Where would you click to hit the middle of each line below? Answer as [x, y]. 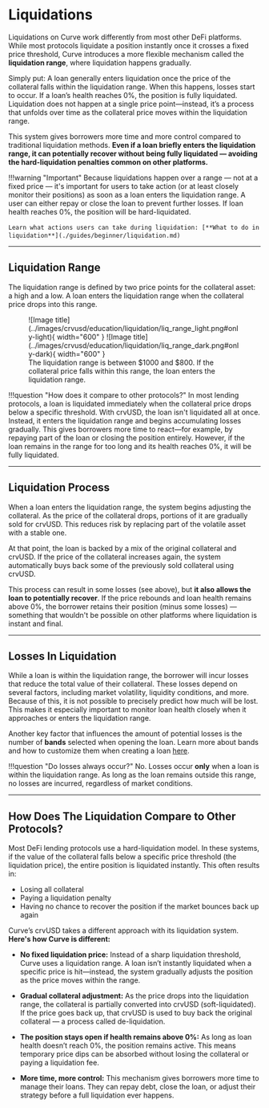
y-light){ [42, 337]
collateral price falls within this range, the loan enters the [122, 370]
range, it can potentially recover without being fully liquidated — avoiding [133, 153]
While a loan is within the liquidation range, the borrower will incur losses [128, 676]
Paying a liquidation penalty [66, 898]
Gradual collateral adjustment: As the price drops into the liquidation [134, 996]
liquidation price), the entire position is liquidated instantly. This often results [134, 865]
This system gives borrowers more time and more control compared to [125, 136]
